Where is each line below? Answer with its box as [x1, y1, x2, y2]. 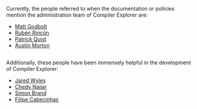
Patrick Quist [14, 36, 46, 42]
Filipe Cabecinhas [14, 96, 59, 103]
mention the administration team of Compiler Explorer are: [6, 11, 148, 18]
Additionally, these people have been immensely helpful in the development [6, 59, 191, 66]
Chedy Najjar [14, 83, 47, 91]
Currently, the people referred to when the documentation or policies [6, 5, 175, 12]
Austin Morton [14, 42, 50, 49]
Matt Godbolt [14, 23, 47, 30]
